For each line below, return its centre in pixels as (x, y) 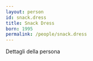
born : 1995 (19, 29)
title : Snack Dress (30, 23)
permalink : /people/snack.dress (46, 34)
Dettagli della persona (33, 51)
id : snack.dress (26, 18)
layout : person (25, 12)
